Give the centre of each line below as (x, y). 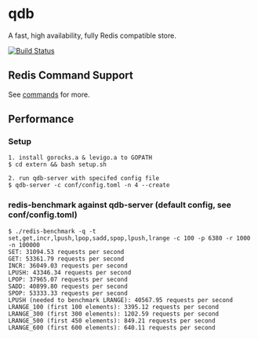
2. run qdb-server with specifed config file (84, 179)
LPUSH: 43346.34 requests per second (70, 272)
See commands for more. (49, 94)
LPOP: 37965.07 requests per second (68, 279)
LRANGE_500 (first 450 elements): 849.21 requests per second (112, 321)
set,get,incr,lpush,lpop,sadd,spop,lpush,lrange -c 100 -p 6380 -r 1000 (129, 238)
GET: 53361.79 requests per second (66, 259)
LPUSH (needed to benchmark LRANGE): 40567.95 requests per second (121, 300)
